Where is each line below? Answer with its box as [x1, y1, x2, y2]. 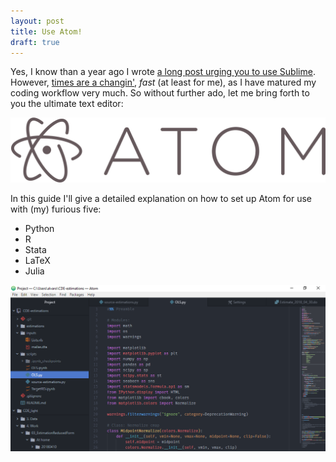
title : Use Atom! [10, 26, 83, 37]
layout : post [10, 16, 65, 26]
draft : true [10, 37, 60, 47]
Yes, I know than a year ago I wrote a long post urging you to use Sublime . [10, 66, 316, 78]
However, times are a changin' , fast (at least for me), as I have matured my [10, 76, 317, 89]
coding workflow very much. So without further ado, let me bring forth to [10, 87, 310, 99]
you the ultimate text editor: [10, 98, 124, 110]
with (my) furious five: [10, 203, 102, 215]
